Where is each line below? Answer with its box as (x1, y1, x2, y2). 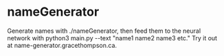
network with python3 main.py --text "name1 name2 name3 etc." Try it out (7, 33, 218, 42)
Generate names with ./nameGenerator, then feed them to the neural (7, 27, 201, 35)
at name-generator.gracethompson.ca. (7, 41, 117, 49)
